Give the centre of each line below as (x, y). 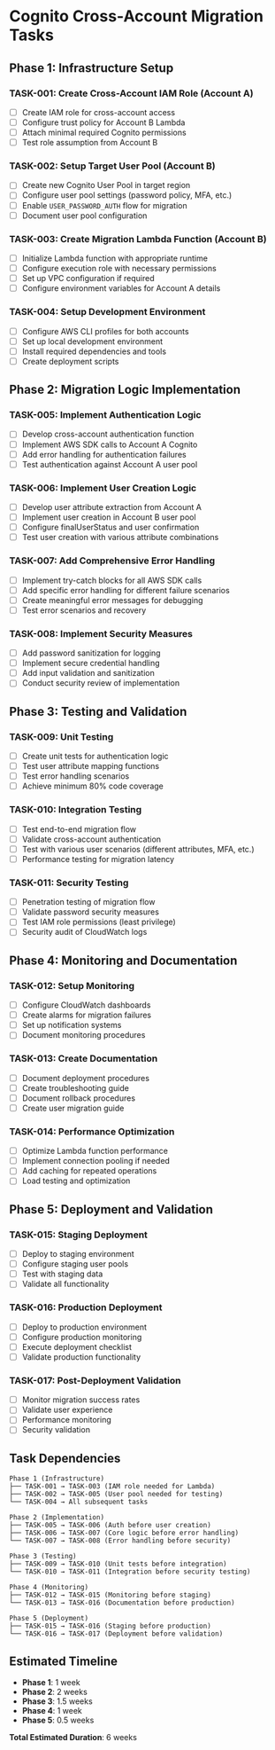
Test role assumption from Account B (90, 143)
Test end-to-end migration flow (79, 829)
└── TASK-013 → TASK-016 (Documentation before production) (122, 1603)
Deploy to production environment (84, 1327)
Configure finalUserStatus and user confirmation (111, 527)
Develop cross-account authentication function (108, 434)
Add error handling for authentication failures (104, 454)
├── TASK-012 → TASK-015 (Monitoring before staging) (111, 1595)
